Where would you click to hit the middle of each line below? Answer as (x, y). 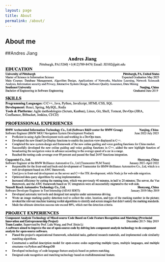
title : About (18, 16)
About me (20, 41)
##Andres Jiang (21, 53)
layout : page (18, 10)
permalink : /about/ (25, 21)
